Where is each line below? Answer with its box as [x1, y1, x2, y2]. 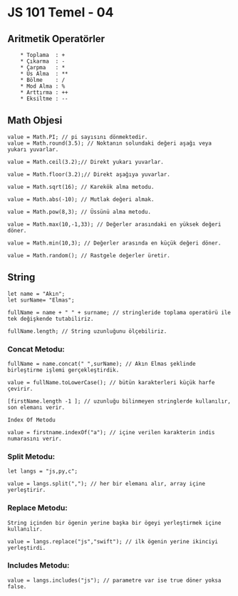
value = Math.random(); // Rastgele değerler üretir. [7, 252, 171, 259]
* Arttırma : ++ [20, 89, 69, 96]
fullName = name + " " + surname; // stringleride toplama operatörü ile [7, 309, 232, 316]
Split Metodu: [7, 451, 56, 461]
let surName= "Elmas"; [7, 297, 75, 304]
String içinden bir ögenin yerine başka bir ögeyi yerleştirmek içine [7, 519, 222, 526]
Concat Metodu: [7, 344, 66, 354]
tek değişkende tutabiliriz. [7, 315, 94, 322]
